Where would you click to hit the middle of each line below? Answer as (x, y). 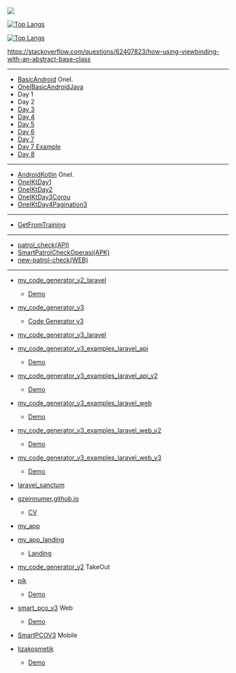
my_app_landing (41, 539)
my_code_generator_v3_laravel (62, 335)
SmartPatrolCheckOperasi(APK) (64, 252)
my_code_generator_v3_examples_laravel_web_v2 (89, 430)
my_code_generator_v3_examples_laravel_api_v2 (87, 376)
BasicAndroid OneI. (45, 79)
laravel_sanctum (41, 485)
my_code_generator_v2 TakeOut (64, 567)
